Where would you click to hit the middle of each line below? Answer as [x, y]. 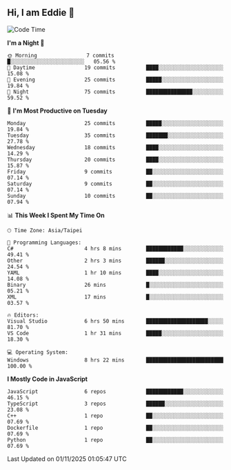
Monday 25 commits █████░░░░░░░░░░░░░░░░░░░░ [115, 123]
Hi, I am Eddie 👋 [41, 13]
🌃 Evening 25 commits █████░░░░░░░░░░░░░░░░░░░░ [115, 79]
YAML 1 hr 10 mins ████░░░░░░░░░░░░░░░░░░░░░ [115, 273]
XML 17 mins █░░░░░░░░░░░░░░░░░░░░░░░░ [115, 297]
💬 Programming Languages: [44, 243]
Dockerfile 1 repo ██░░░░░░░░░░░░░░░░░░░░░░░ [115, 428]
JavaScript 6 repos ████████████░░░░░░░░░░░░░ [115, 391]
